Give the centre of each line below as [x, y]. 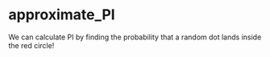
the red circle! [31, 45]
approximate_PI [62, 15]
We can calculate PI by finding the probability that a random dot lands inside [135, 37]
